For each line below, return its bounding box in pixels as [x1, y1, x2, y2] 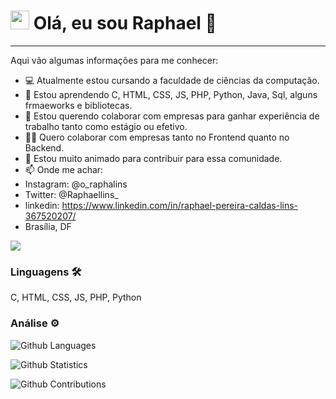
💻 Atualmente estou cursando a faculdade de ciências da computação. [24, 74, 320, 86]
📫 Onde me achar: [24, 163, 104, 175]
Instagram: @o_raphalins [24, 178, 128, 190]
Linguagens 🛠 [10, 265, 82, 279]
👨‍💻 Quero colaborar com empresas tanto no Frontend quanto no [24, 131, 290, 143]
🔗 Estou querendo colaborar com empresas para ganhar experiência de [24, 110, 320, 122]
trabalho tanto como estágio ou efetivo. [24, 120, 188, 132]
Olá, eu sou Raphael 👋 [33, 12, 217, 35]
